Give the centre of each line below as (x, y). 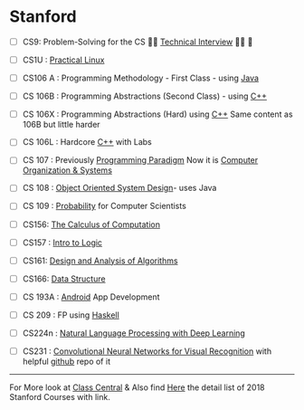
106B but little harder (62, 125)
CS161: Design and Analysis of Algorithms (100, 261)
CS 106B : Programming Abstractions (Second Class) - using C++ (145, 96)
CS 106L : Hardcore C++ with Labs (87, 142)
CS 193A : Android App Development (91, 297)
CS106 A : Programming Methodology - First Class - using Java (141, 78)
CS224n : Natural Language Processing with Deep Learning (134, 333)
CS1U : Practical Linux (63, 60)
